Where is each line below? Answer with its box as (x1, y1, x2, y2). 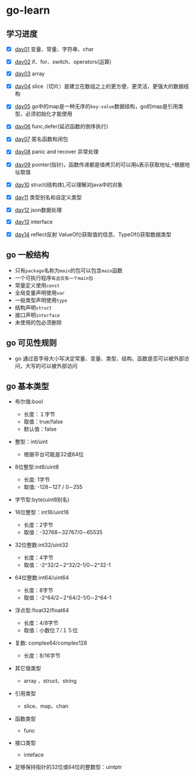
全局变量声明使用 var (14, 289, 65, 296)
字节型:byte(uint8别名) (14, 496, 70, 503)
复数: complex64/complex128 (14, 639, 87, 646)
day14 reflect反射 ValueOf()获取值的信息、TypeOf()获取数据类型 (14, 231, 172, 238)
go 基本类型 (6, 381, 49, 391)
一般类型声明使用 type (14, 296, 68, 304)
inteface (23, 751, 44, 758)
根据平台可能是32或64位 (23, 451, 84, 458)
